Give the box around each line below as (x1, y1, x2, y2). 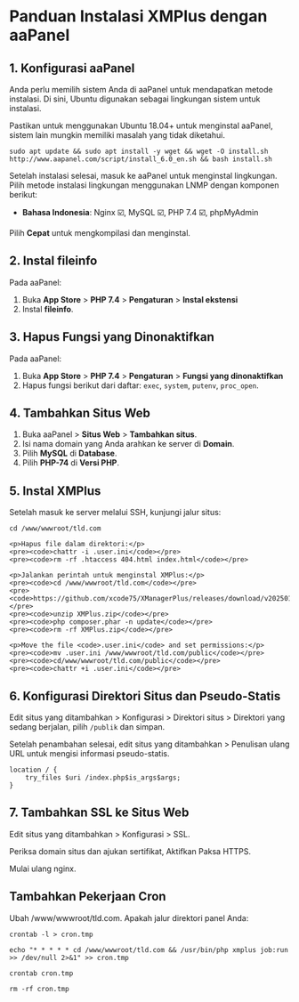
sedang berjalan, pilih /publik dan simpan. (9, 722, 166, 732)
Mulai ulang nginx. (9, 863, 77, 874)
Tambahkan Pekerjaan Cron (9, 889, 166, 904)
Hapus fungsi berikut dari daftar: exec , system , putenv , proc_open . (21, 380, 260, 391)
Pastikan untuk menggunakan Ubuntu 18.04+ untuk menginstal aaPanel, (9, 120, 273, 131)
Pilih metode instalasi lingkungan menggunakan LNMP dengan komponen (9, 180, 279, 190)
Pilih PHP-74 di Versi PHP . (21, 457, 120, 468)
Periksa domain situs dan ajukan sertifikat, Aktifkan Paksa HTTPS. (9, 845, 252, 856)
